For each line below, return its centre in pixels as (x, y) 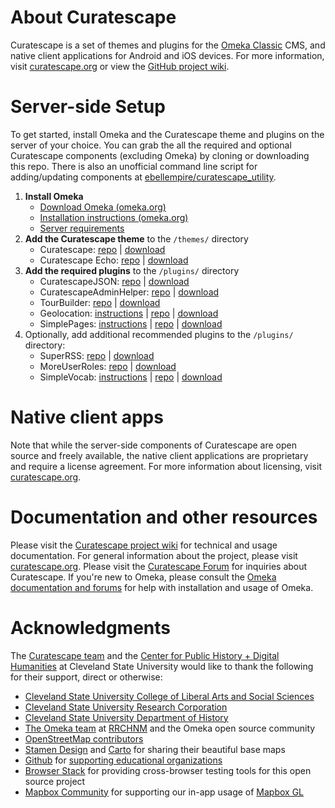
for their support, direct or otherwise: (86, 677)
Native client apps (87, 417)
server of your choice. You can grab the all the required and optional (151, 145)
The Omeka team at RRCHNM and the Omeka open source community (170, 728)
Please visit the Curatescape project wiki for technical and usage (144, 545)
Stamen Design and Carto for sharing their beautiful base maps (155, 749)
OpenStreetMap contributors (84, 738)
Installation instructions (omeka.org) (114, 217)
